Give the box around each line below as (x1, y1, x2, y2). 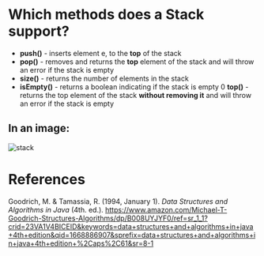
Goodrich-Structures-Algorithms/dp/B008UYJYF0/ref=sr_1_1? (8, 213, 208, 223)
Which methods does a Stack (8, 6, 205, 24)
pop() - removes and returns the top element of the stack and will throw (19, 57, 255, 66)
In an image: (8, 122, 70, 135)
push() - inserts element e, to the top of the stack (19, 48, 182, 58)
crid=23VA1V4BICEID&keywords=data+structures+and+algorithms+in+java (8, 221, 254, 231)
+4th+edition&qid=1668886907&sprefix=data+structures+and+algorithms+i (8, 230, 256, 239)
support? (8, 22, 70, 40)
